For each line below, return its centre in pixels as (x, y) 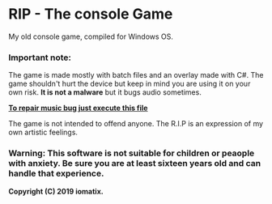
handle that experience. (56, 173)
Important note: (40, 57)
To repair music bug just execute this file (78, 108)
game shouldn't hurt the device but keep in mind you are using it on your (130, 84)
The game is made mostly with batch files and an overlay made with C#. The (136, 75)
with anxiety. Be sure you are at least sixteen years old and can (135, 164)
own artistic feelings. (43, 132)
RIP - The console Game (91, 14)
